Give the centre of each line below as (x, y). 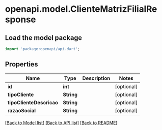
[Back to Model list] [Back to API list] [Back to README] (61, 123)
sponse (21, 19)
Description (96, 78)
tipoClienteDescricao (33, 102)
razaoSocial (22, 110)
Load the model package (44, 38)
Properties (22, 64)
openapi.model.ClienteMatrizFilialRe (81, 9)
